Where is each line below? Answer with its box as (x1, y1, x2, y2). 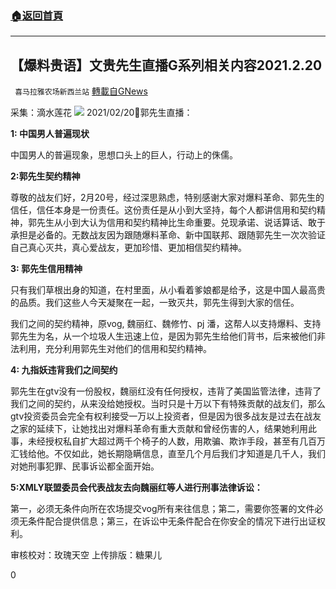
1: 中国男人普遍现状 (10, 128, 90, 140)
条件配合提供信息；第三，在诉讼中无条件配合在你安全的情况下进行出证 (27, 515, 317, 527)
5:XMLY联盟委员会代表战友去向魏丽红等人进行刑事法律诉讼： (10, 482, 263, 494)
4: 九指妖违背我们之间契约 (10, 364, 118, 376)
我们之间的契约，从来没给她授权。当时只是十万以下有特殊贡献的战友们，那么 (10, 398, 326, 410)
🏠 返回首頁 (10, 8, 64, 22)
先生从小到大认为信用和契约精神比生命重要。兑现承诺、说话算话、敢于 (36, 217, 326, 229)
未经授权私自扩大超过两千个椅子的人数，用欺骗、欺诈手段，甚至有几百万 (27, 435, 326, 447)
